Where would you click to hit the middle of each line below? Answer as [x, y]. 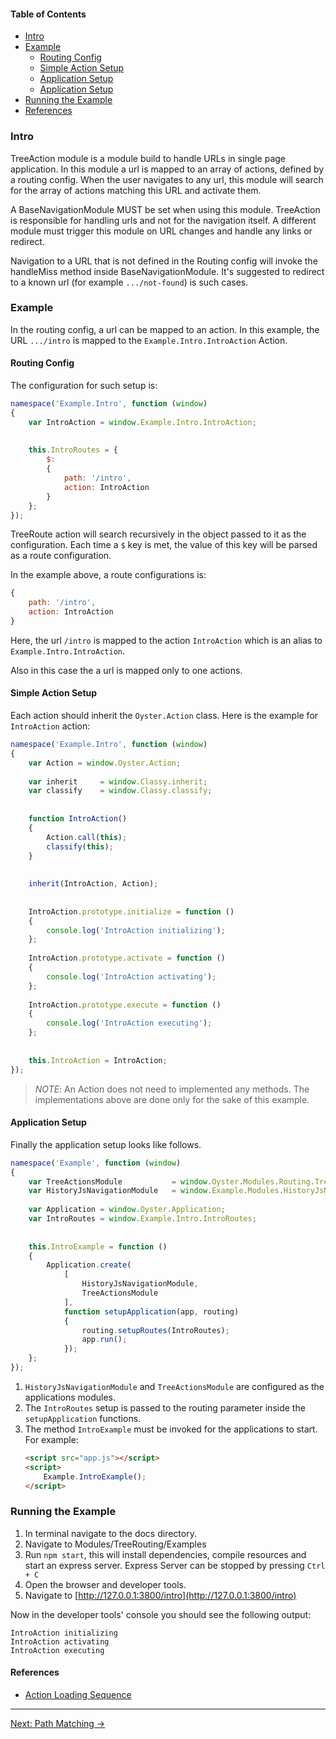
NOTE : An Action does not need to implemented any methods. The [172, 1089]
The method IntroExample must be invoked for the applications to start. [171, 1429]
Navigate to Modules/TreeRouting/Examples [115, 1544]
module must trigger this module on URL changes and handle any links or [161, 231]
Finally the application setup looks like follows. [106, 1144]
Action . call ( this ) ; [87, 837]
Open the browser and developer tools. [105, 1584]
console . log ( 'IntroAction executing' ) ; [129, 1023]
